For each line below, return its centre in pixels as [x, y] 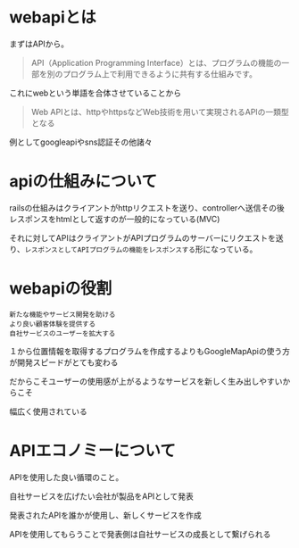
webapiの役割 [61, 289]
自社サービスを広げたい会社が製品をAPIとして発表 [101, 496]
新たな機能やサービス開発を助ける [62, 314]
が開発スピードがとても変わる [64, 362]
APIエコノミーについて [93, 451]
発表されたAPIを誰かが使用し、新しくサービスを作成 [106, 515]
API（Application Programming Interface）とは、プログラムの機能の [156, 62]
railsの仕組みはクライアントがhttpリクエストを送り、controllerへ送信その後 [147, 208]
